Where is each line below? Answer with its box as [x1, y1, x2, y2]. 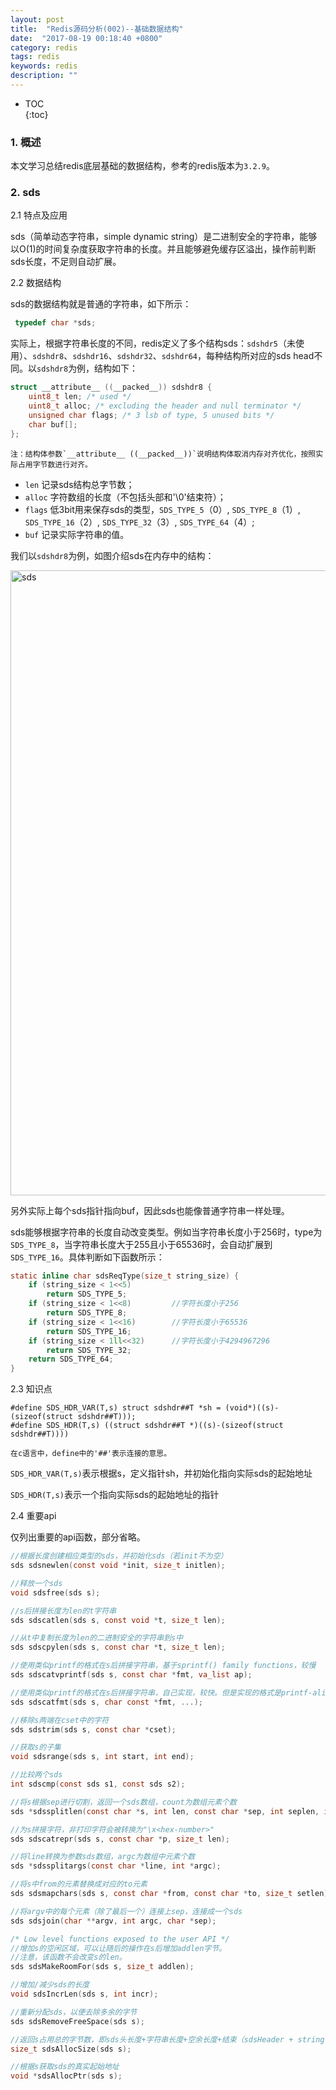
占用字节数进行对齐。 [17, 459, 93, 470]
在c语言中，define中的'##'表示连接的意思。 [10, 1449, 172, 1459]
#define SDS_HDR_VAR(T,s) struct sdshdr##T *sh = [10, 1403, 222, 1413]
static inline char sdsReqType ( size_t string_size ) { [10, 1271, 240, 1281]
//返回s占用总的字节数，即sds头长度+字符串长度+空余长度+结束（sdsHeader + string [10, 2034, 325, 2045]
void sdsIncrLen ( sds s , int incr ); [10, 1989, 159, 2000]
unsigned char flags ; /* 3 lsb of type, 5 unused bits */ [28, 410, 275, 420]
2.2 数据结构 [10, 277, 62, 289]
